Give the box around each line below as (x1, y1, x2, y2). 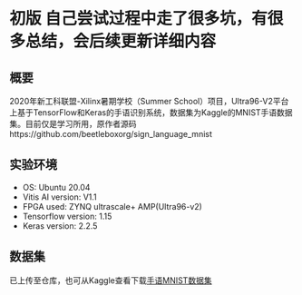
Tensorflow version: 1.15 (22, 211, 112, 221)
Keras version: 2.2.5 (22, 220, 98, 231)
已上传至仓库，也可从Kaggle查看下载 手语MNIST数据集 (9, 274, 212, 286)
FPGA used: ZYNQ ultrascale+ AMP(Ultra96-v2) (22, 201, 202, 211)
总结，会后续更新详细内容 (25, 31, 217, 52)
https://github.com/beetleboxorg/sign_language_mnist (9, 129, 213, 139)
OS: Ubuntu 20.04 (22, 182, 91, 192)
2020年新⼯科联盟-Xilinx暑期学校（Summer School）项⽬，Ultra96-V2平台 (9, 96, 289, 106)
